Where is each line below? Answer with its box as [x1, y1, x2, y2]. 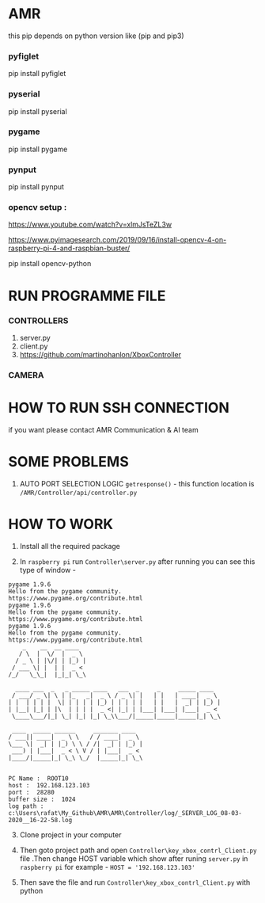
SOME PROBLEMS [8, 452, 129, 471]
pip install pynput [8, 182, 65, 192]
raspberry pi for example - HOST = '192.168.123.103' [19, 862, 195, 871]
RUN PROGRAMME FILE [8, 287, 166, 305]
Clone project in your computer [19, 829, 122, 840]
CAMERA [8, 369, 45, 380]
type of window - [19, 565, 77, 574]
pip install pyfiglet [8, 69, 66, 78]
